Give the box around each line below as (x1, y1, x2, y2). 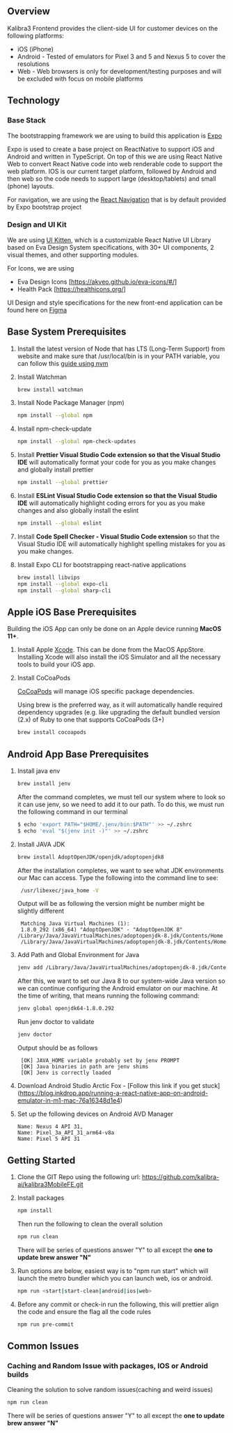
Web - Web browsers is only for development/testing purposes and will (17, 67, 222, 75)
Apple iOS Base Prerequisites (7, 607, 137, 618)
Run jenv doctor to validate (17, 1018, 95, 1026)
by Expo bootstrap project (7, 202, 82, 211)
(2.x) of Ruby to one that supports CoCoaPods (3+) (17, 716, 165, 724)
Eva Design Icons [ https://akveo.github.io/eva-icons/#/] (17, 278, 177, 286)
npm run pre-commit (17, 1321, 74, 1328)
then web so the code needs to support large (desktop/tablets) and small (7, 174, 216, 183)
